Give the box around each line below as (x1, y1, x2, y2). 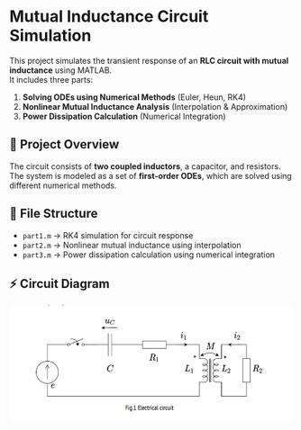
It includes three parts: (9, 74, 93, 85)
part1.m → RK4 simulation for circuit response (22, 229, 194, 240)
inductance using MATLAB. (9, 65, 113, 76)
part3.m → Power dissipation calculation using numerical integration (22, 249, 276, 260)
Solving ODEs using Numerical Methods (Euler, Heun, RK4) (22, 92, 246, 103)
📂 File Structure (9, 206, 98, 221)
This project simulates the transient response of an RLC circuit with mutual (9, 55, 289, 66)
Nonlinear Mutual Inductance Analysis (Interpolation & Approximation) (22, 101, 288, 112)
